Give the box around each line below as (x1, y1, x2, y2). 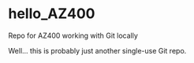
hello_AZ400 (8, 5, 95, 23)
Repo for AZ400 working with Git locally (8, 31, 138, 40)
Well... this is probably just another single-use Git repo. (8, 46, 187, 55)
